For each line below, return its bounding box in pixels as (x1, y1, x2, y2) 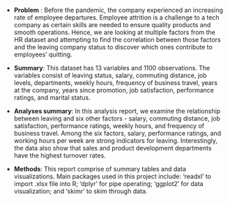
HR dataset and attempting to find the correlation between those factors (13, 36, 221, 44)
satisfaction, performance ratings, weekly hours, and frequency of (13, 122, 205, 130)
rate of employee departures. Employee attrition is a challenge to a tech (13, 13, 220, 22)
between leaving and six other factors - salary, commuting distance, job (13, 114, 221, 123)
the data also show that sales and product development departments (13, 144, 212, 152)
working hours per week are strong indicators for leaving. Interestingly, (13, 137, 218, 145)
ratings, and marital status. (13, 93, 91, 102)
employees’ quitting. (13, 50, 72, 59)
